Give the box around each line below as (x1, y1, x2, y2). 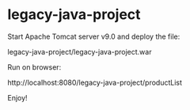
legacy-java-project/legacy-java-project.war (7, 47, 152, 56)
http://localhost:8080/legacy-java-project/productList (7, 78, 183, 87)
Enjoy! (7, 93, 28, 102)
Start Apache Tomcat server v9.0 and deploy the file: (7, 32, 180, 41)
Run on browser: (7, 62, 62, 72)
